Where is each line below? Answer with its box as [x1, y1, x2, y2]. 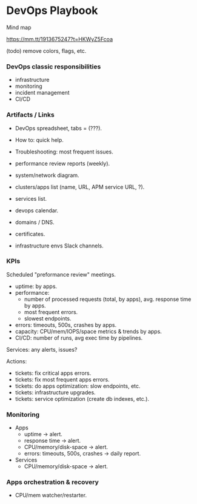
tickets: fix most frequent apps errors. [15, 375, 110, 383]
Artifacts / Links [6, 110, 55, 119]
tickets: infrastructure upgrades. [15, 389, 96, 396]
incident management [15, 89, 70, 96]
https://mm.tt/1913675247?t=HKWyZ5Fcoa [6, 35, 113, 42]
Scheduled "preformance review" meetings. [6, 270, 116, 278]
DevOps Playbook [6, 4, 98, 18]
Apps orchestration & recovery [6, 478, 99, 486]
